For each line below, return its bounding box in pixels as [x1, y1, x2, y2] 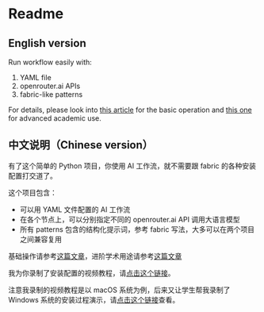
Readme [8, 5, 64, 23]
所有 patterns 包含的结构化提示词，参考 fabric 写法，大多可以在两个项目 [19, 224, 255, 234]
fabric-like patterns [19, 90, 83, 99]
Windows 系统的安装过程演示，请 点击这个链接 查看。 [8, 295, 180, 304]
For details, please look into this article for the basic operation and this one [8, 105, 252, 114]
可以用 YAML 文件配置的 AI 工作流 [19, 204, 131, 214]
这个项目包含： [8, 187, 57, 197]
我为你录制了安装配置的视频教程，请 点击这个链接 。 [8, 268, 175, 278]
